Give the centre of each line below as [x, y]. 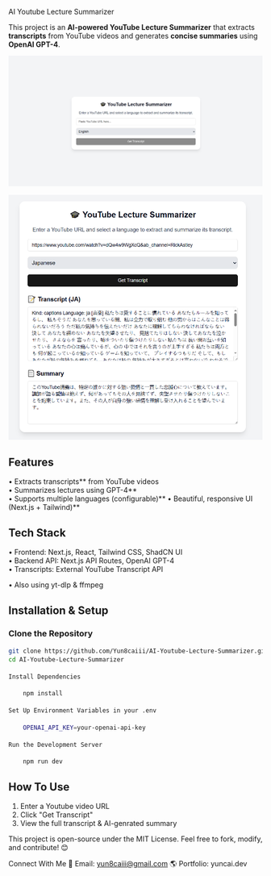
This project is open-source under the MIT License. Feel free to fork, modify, [135, 839]
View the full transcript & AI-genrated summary [98, 824]
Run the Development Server [56, 745]
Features [31, 463]
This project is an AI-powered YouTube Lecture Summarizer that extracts [132, 27]
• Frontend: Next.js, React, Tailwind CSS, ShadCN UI [96, 553]
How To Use [39, 787]
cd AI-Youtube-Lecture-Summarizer [67, 659]
